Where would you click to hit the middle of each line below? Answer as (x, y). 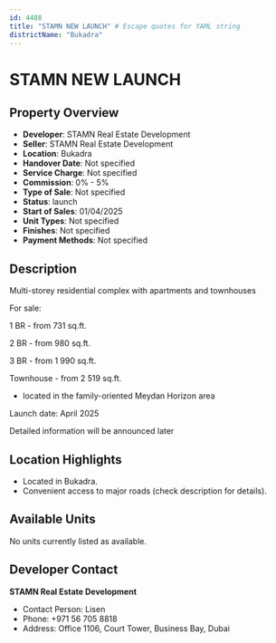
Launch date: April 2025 (54, 414)
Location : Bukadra (57, 154)
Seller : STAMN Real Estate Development (98, 144)
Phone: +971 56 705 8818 (70, 619)
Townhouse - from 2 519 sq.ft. (66, 379)
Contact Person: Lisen (64, 609)
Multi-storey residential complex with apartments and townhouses (133, 291)
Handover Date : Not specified (79, 163)
